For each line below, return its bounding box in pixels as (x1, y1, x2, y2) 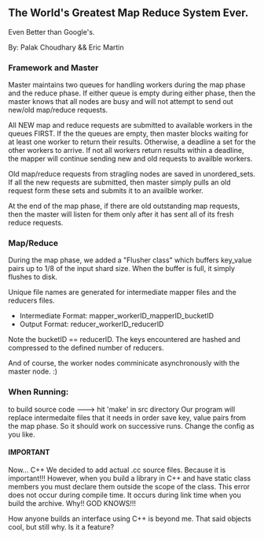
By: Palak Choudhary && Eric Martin (8, 43, 124, 52)
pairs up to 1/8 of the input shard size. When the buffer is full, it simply (8, 264, 236, 273)
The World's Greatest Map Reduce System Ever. (8, 6, 249, 20)
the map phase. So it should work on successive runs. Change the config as (8, 421, 255, 430)
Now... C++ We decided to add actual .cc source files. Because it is (8, 465, 226, 474)
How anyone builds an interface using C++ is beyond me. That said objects (8, 514, 251, 523)
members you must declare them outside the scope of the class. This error (8, 481, 250, 491)
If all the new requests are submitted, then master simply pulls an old (8, 177, 231, 188)
